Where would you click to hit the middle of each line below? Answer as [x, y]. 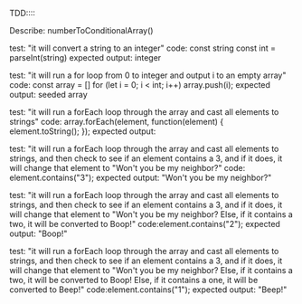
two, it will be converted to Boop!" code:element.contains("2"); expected [145, 224]
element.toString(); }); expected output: [83, 131]
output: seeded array [48, 95]
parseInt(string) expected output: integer [85, 57]
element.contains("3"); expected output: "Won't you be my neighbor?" [141, 177]
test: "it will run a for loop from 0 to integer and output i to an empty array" [148, 75]
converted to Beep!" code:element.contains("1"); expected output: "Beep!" [148, 290]
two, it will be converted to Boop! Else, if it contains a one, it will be [134, 280]
